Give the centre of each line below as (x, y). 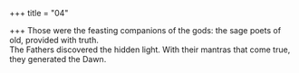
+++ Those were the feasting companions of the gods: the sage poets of (145, 30)
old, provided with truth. (54, 40)
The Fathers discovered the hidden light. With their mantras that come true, (150, 50)
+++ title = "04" (39, 13)
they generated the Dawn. (58, 59)
